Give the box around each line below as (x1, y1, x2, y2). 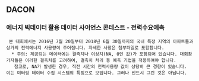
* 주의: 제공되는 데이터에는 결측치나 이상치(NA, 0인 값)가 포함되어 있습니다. (11, 51, 178, 57)
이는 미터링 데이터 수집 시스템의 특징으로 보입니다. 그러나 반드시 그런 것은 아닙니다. (6, 70, 187, 76)
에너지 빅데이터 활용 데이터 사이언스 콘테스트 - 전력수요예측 (6, 24, 165, 32)
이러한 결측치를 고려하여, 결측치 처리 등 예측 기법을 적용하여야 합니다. (24, 57, 176, 63)
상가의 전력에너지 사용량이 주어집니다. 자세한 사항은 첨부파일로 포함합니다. (6, 44, 165, 51)
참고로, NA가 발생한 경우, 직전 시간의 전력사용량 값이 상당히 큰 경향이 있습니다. (14, 63, 187, 70)
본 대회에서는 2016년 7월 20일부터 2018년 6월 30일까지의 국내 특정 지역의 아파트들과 (8, 38, 194, 44)
